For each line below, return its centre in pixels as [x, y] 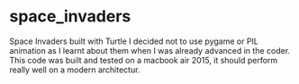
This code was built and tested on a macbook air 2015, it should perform [144, 60]
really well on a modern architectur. [75, 70]
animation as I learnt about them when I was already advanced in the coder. [150, 50]
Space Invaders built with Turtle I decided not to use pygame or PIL [134, 41]
